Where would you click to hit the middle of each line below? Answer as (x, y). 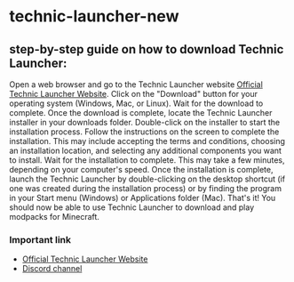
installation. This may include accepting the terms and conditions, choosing (147, 141)
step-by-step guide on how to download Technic (147, 49)
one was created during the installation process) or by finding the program (146, 188)
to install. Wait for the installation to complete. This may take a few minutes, (147, 160)
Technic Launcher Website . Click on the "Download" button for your (134, 94)
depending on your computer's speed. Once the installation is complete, (141, 169)
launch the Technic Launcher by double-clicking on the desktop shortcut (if (147, 179)
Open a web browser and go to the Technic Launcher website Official (136, 85)
